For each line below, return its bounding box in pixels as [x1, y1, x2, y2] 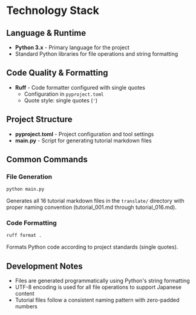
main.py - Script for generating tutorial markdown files [15, 137, 152, 144]
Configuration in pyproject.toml [24, 90, 104, 98]
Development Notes [6, 261, 83, 271]
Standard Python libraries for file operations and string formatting [15, 50, 178, 58]
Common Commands [6, 154, 88, 165]
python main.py [6, 186, 45, 193]
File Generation [6, 172, 53, 181]
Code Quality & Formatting [6, 68, 108, 78]
